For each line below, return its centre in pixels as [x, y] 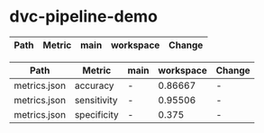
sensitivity [96, 100]
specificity [96, 114]
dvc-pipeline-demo [83, 17]
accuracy [94, 85]
